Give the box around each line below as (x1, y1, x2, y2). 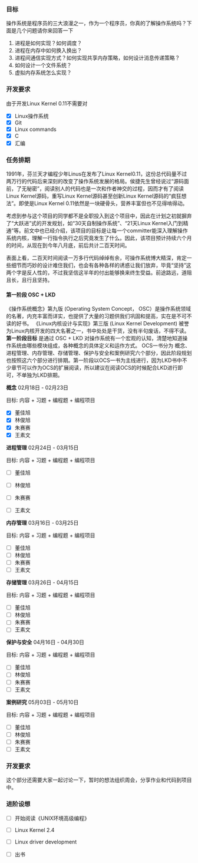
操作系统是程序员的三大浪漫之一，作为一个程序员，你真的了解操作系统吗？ (6, 19, 187, 27)
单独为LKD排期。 (21, 371, 63, 378)
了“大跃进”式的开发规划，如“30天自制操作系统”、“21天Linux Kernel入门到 (6, 220, 184, 227)
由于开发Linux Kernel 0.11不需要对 (6, 100, 88, 107)
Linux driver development (14, 838, 77, 845)
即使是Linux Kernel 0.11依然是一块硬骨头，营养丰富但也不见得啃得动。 (18, 200, 188, 207)
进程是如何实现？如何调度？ (14, 39, 82, 47)
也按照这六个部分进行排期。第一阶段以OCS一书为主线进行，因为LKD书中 (6, 357, 183, 364)
